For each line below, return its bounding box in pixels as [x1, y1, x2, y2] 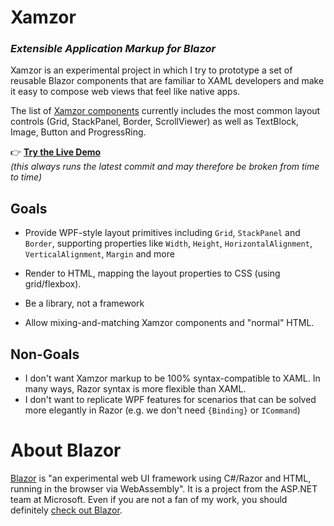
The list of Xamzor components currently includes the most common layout [10, 105, 321, 117]
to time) [10, 171, 43, 183]
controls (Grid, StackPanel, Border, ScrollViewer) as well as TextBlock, [10, 116, 299, 128]
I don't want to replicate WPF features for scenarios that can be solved [24, 394, 317, 406]
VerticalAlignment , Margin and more [24, 248, 175, 260]
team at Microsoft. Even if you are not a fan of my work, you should [10, 494, 288, 506]
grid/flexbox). [24, 278, 82, 290]
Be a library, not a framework [24, 297, 145, 310]
